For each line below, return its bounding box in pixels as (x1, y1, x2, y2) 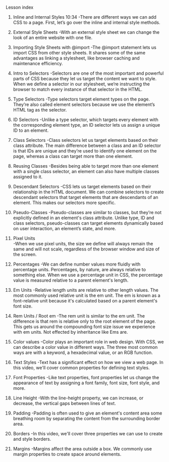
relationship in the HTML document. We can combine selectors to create (13, 189, 164, 195)
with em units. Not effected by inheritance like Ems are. (13, 329, 128, 335)
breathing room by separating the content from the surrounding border (13, 416, 160, 421)
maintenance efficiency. (13, 61, 63, 66)
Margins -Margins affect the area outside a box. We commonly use (13, 446, 152, 451)
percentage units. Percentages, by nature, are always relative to (13, 267, 146, 272)
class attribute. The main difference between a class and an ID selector (13, 142, 161, 148)
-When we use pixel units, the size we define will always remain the (13, 241, 153, 246)
